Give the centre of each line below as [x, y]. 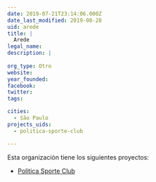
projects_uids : [30, 124]
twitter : [20, 92]
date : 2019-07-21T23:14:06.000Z [54, 14]
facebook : [22, 86]
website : [20, 72]
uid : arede [23, 27]
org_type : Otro [30, 66]
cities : [19, 112]
